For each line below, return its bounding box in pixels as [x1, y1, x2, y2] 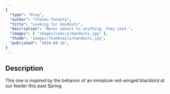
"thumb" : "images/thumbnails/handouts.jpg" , [10, 36, 106, 41]
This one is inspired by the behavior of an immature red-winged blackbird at [5, 77, 165, 84]
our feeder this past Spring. [5, 83, 63, 89]
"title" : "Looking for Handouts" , [10, 21, 83, 27]
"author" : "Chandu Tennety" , [10, 17, 72, 22]
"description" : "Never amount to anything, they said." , [10, 26, 133, 32]
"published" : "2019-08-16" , [10, 41, 70, 46]
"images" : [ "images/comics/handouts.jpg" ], [10, 31, 108, 36]
